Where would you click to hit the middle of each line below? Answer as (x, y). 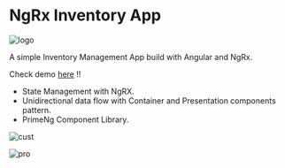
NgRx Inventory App (85, 15)
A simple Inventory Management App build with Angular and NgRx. (131, 57)
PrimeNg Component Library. (75, 119)
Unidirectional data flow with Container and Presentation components (149, 100)
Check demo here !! (45, 74)
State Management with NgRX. (78, 91)
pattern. (36, 110)
